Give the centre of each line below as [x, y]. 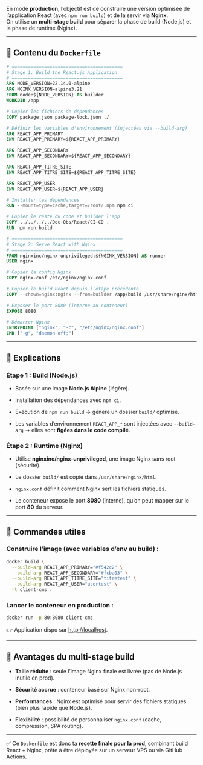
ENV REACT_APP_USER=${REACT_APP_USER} [55, 189]
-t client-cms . [32, 590]
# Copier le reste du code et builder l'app [63, 217]
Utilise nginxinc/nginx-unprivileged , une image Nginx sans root [95, 459]
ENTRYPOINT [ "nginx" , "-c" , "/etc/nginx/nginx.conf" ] [76, 328]
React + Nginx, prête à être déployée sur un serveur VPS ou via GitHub [95, 750]
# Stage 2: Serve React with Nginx [51, 244]
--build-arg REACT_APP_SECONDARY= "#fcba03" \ [70, 573]
